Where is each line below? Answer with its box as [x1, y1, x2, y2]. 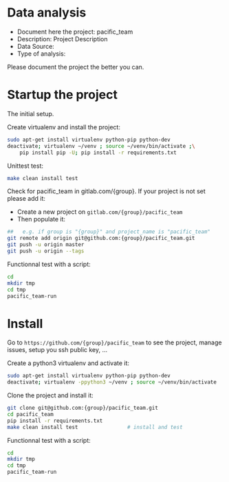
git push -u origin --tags [7, 248, 85, 254]
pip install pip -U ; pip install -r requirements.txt [19, 149, 177, 156]
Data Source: [17, 42, 55, 50]
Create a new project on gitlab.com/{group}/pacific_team [17, 208, 183, 216]
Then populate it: [17, 215, 66, 223]
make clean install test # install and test [7, 424, 184, 430]
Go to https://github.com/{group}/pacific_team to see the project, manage [7, 338, 222, 347]
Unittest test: [7, 162, 43, 170]
